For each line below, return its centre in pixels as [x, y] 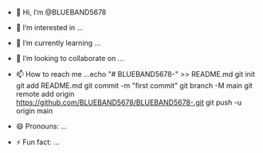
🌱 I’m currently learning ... [58, 43]
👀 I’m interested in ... [49, 27]
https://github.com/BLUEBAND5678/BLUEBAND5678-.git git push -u [128, 102]
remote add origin [45, 94]
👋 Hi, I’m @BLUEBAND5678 [61, 12]
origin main [34, 111]
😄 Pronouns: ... [41, 126]
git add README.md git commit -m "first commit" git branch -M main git [134, 86]
